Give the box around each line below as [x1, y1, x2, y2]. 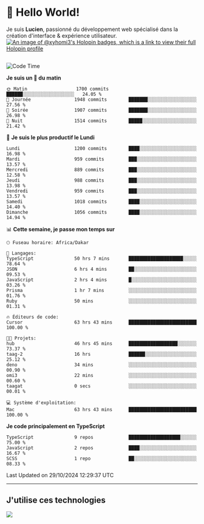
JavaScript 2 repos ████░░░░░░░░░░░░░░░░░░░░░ [6, 445, 197, 451]
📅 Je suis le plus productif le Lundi [6, 134, 95, 141]
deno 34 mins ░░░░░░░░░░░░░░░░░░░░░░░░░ [6, 362, 197, 368]
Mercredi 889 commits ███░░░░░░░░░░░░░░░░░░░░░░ [6, 167, 197, 173]
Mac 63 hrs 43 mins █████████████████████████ [6, 407, 197, 413]
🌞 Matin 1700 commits [6, 86, 109, 92]
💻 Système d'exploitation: [6, 400, 77, 406]
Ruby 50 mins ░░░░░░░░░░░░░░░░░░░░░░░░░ [6, 298, 197, 304]
